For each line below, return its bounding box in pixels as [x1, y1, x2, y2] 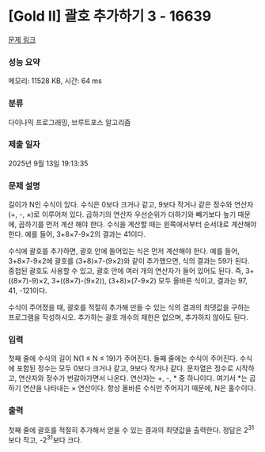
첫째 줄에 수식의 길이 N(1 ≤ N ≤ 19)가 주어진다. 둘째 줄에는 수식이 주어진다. [8, 354, 239, 363]
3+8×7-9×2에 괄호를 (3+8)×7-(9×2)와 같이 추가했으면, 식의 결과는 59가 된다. [8, 256, 250, 266]
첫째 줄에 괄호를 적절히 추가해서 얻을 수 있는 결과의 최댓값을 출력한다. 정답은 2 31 [8, 424, 255, 435]
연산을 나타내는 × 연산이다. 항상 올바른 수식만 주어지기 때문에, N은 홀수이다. [22, 383, 256, 393]
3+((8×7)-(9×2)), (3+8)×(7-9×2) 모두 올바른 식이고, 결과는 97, [51, 276, 248, 286]
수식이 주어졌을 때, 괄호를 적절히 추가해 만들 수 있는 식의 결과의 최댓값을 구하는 [8, 302, 251, 313]
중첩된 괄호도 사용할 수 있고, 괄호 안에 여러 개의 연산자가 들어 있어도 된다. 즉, [8, 266, 244, 275]
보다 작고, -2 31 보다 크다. [8, 434, 83, 445]
